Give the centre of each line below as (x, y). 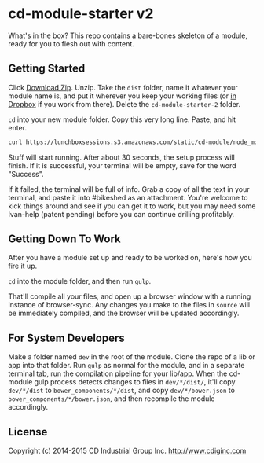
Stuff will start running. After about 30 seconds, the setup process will (122, 157)
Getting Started (47, 69)
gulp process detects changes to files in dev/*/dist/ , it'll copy (135, 382)
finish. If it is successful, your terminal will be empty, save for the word (123, 165)
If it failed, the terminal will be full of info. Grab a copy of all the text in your (129, 189)
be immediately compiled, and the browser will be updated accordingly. (124, 313)
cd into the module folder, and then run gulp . (80, 281)
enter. (18, 127)
